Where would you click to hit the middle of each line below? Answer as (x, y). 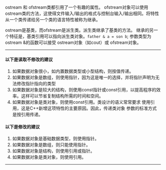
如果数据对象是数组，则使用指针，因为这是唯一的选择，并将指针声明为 (84, 78)
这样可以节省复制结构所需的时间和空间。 (62, 96)
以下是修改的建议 (22, 127)
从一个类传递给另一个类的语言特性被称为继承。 (53, 20)
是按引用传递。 (27, 115)
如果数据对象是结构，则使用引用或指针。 (53, 151)
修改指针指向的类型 (36, 84)
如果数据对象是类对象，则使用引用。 (49, 157)
